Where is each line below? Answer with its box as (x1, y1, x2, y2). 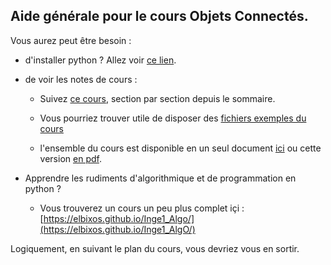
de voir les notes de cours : (24, 73, 138, 85)
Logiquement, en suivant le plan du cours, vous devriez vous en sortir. (10, 242, 300, 254)
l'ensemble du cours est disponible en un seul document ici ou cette (39, 142, 322, 154)
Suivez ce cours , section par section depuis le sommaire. (39, 92, 276, 104)
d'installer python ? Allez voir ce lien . (24, 54, 177, 66)
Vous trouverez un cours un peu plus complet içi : (39, 202, 245, 214)
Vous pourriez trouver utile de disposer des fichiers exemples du (39, 112, 307, 124)
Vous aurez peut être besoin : (10, 34, 132, 46)
